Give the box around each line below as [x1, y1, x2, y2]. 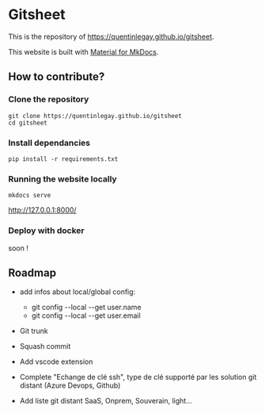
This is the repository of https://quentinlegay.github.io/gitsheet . [8, 32, 215, 41]
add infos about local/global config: [19, 287, 136, 296]
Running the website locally [8, 173, 117, 184]
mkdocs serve [8, 192, 51, 200]
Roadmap [8, 266, 57, 279]
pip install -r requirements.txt [8, 155, 119, 163]
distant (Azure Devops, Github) [19, 380, 121, 390]
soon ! [8, 243, 29, 253]
